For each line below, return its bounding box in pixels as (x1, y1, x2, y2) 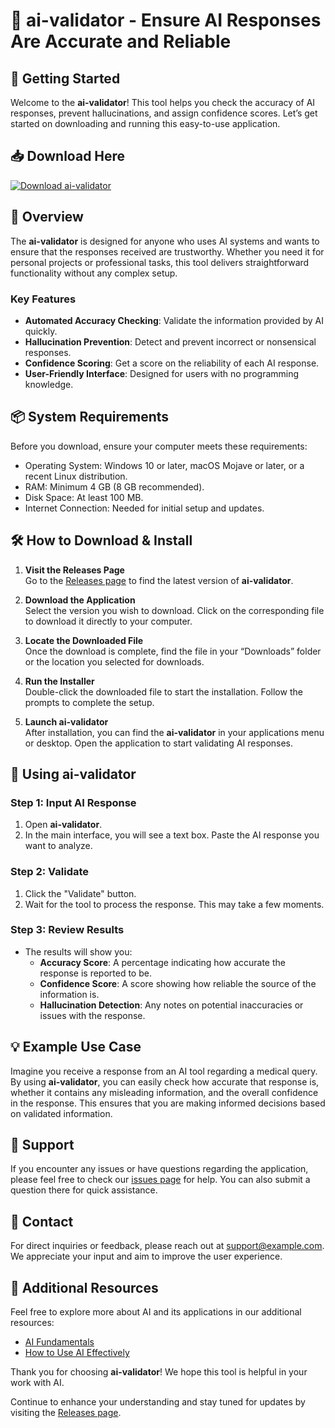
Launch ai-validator (24, 715, 109, 728)
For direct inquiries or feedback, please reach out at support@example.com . (10, 1240, 325, 1252)
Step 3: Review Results (10, 923, 125, 937)
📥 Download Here (10, 148, 126, 165)
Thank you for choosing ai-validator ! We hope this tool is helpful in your (10, 1366, 308, 1378)
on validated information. (10, 1107, 113, 1119)
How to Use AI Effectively (24, 1347, 130, 1359)
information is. (39, 988, 100, 1000)
